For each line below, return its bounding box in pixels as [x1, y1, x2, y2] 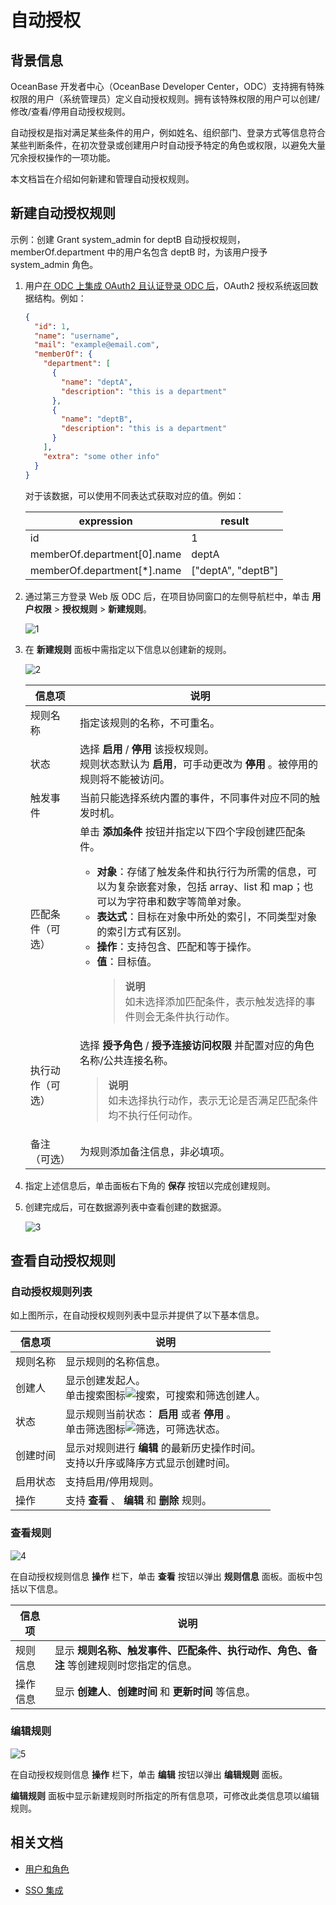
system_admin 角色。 [10, 258, 99, 270]
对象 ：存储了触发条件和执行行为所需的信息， [96, 864, 308, 878]
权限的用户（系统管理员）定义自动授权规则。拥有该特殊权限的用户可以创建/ [10, 93, 321, 105]
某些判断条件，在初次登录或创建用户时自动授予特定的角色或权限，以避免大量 [10, 139, 326, 151]
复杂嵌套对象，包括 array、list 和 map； [116, 879, 304, 893]
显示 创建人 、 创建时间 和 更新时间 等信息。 [54, 1684, 256, 1698]
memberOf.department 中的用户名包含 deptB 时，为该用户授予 [10, 246, 268, 258]
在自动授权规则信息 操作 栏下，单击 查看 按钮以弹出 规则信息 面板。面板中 [10, 1570, 315, 1582]
